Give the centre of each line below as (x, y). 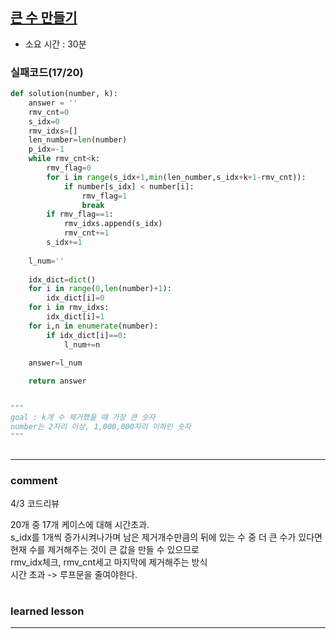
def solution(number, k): (64, 94)
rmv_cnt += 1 (86, 233)
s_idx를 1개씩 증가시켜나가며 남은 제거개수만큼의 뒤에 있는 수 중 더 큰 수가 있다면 (166, 537)
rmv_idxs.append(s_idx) (113, 224)
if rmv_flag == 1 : (80, 214)
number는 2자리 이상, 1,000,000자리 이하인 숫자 (101, 426)
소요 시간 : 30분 (55, 44)
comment (34, 480)
